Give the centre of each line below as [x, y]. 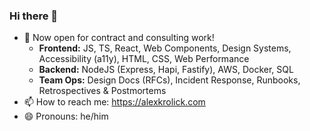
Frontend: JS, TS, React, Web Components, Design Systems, [165, 48]
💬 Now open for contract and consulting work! [119, 38]
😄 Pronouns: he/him [66, 116]
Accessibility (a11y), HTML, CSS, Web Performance [144, 59]
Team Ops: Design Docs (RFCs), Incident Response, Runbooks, [169, 80]
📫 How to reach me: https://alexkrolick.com [114, 102]
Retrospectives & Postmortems [102, 91]
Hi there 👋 [34, 16]
